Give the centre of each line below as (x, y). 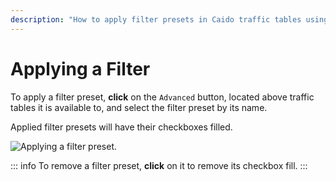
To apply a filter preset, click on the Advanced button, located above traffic (162, 97)
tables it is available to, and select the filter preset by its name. (139, 107)
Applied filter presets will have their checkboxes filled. (121, 127)
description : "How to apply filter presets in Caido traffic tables (156, 19)
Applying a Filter (80, 68)
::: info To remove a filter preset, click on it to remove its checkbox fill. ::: (159, 165)
